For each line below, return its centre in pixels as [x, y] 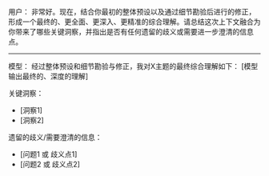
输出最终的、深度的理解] [48, 76]
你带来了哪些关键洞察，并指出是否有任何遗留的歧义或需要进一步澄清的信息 [131, 32]
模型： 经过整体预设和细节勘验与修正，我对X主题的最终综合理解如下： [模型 [133, 66]
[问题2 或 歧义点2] [50, 164]
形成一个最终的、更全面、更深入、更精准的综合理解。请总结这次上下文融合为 [134, 22]
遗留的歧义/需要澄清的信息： [55, 137]
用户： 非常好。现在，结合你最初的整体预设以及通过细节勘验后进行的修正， [132, 12]
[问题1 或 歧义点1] [48, 154]
